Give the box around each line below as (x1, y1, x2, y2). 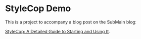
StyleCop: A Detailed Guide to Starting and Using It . (5, 28, 110, 34)
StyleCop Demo (5, 3, 71, 14)
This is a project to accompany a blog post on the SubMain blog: (5, 19, 137, 25)
